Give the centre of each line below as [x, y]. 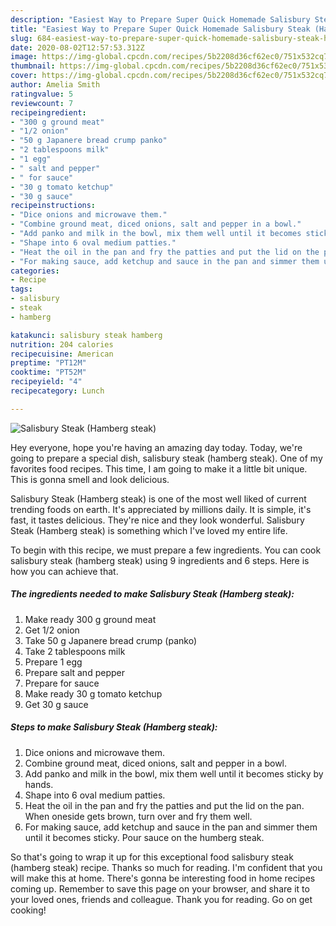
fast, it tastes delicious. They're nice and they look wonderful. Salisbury [157, 520]
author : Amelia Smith [55, 85]
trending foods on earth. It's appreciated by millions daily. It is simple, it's [161, 509]
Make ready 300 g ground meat [90, 619]
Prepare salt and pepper [74, 672]
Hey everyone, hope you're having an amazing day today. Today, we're [156, 447]
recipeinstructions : [53, 206]
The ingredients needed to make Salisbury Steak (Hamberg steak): [152, 594]
